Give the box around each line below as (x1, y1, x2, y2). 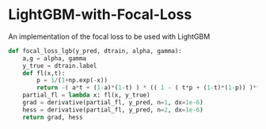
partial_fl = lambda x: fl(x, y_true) (22, 91, 150, 100)
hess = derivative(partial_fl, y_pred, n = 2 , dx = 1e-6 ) (22, 105, 203, 114)
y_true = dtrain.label (22, 62, 97, 70)
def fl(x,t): (22, 69, 66, 77)
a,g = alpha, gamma (22, 54, 87, 63)
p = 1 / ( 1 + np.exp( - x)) (36, 77, 108, 85)
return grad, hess (22, 113, 83, 121)
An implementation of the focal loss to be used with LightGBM (8, 32, 211, 41)
